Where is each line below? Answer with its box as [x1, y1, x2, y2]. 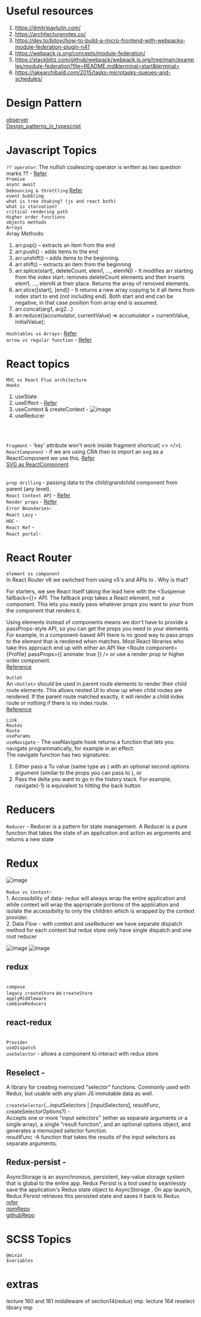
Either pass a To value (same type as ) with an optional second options [14, 762, 190, 770]
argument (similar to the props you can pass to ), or [14, 769, 142, 776]
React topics [6, 357, 70, 371]
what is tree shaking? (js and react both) [6, 198, 117, 204]
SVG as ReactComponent [6, 461, 69, 468]
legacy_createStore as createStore [6, 990, 93, 997]
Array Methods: [6, 230, 45, 237]
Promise [6, 176, 26, 182]
